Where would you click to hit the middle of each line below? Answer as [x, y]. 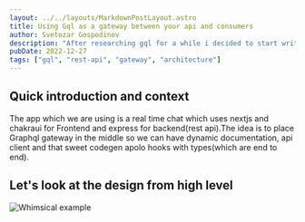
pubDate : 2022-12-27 [49, 52]
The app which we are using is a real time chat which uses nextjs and [139, 118]
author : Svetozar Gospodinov [64, 34]
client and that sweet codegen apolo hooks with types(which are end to [143, 147]
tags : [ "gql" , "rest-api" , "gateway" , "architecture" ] [115, 60]
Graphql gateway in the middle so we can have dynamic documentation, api [151, 138]
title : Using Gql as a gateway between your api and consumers [132, 26]
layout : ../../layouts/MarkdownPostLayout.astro [103, 18]
